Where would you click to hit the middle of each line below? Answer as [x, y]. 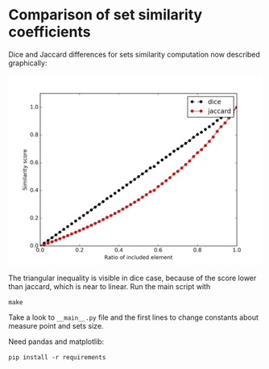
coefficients [50, 32]
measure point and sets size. [56, 325]
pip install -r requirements [57, 357]
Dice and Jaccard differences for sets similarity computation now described [134, 54]
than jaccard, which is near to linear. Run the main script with [110, 286]
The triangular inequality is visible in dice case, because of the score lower [132, 278]
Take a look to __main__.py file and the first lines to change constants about [134, 317]
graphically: [28, 63]
